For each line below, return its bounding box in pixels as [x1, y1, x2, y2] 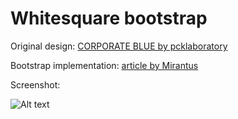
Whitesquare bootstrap [10, 7, 208, 30]
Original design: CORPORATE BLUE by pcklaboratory [10, 40, 228, 52]
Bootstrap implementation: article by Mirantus [10, 59, 199, 71]
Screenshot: [10, 78, 61, 91]
